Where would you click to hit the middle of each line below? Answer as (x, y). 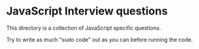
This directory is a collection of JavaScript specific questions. (84, 28)
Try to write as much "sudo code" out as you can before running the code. (100, 39)
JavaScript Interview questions (87, 11)
